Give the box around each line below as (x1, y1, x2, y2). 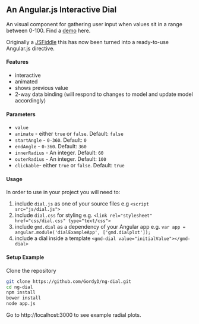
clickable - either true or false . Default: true (14, 162, 125, 169)
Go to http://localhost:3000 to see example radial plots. (6, 311, 141, 318)
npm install (6, 289, 36, 295)
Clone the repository (6, 267, 56, 274)
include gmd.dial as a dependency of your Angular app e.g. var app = (14, 223, 186, 230)
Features (6, 58, 29, 66)
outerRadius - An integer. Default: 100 (14, 155, 107, 163)
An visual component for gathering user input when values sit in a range (6, 20, 183, 27)
